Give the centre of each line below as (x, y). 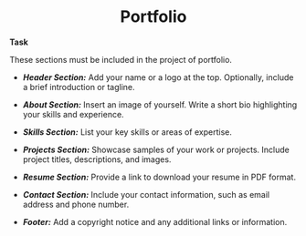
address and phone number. (76, 204)
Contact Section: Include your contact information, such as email (146, 194)
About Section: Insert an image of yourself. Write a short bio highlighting (160, 104)
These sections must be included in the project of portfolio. (121, 59)
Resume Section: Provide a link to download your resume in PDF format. (159, 177)
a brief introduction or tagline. (79, 87)
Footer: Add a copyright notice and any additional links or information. (155, 221)
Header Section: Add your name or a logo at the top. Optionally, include (158, 77)
